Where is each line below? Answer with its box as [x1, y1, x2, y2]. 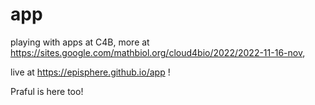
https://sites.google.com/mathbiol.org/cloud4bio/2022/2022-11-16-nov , [10, 46, 306, 58]
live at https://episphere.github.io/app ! [10, 66, 171, 78]
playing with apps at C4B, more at [10, 36, 150, 48]
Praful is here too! [10, 85, 84, 97]
